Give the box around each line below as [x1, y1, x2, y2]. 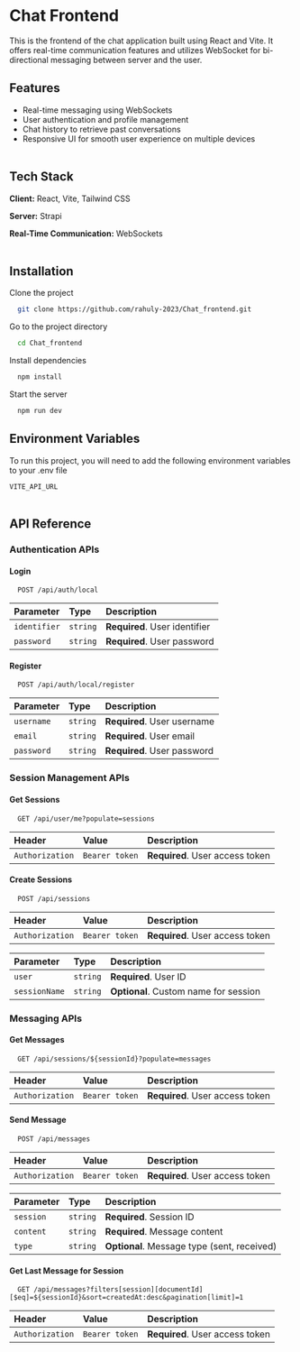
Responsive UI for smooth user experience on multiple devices [22, 133, 256, 144]
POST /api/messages [17, 1135, 91, 1144]
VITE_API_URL [9, 482, 59, 492]
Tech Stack [9, 169, 74, 185]
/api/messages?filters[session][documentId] [32, 1285, 204, 1294]
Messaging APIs [9, 1012, 83, 1025]
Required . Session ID [105, 1210, 195, 1223]
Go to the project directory [9, 321, 108, 332]
